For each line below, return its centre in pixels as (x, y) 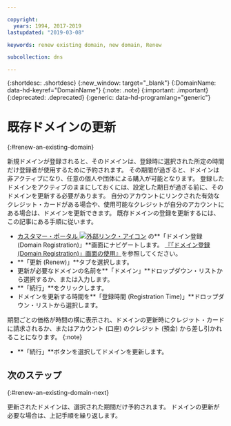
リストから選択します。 (69, 305)
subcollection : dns (35, 57)
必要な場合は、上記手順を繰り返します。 (64, 415)
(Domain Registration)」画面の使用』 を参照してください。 (99, 254)
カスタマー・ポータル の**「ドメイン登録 (110, 236)
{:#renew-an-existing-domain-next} (58, 392)
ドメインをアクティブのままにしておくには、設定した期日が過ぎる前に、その (115, 187)
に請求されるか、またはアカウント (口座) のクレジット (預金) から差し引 (109, 329)
